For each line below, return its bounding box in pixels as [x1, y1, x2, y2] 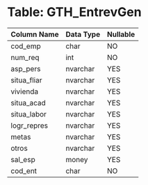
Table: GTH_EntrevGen [7, 4, 142, 20]
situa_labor [10, 109, 47, 119]
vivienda [10, 87, 39, 96]
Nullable [106, 29, 135, 39]
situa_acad [10, 98, 47, 108]
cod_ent [10, 165, 37, 175]
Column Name [10, 29, 59, 39]
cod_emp [10, 41, 41, 51]
